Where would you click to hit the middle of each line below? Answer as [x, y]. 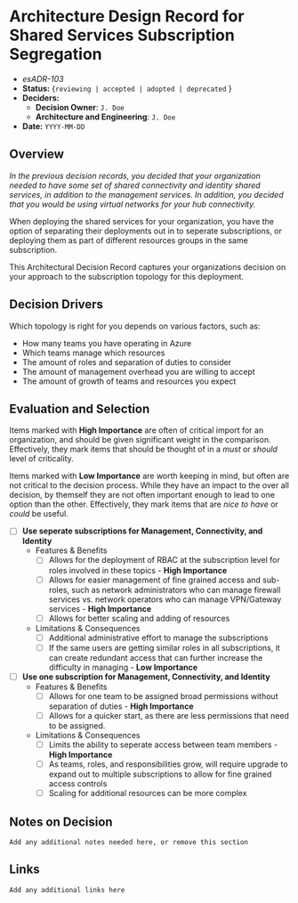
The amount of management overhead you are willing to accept [138, 371]
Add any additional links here [67, 890]
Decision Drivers [56, 305]
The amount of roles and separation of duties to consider [127, 362]
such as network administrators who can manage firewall [176, 590]
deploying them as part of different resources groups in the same [129, 240]
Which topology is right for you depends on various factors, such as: [135, 326]
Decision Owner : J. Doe [80, 107]
